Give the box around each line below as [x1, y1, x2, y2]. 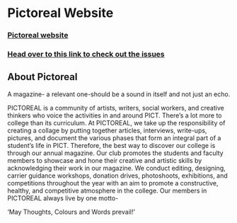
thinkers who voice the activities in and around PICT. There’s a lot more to [7, 111, 222, 120]
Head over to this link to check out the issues [7, 50, 165, 59]
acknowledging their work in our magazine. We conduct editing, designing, [7, 164, 226, 172]
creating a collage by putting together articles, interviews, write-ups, [7, 126, 207, 135]
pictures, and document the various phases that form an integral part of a [7, 133, 221, 142]
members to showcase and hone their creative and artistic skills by [7, 156, 202, 164]
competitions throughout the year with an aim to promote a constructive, [7, 178, 219, 187]
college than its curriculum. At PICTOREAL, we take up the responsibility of [7, 118, 226, 127]
